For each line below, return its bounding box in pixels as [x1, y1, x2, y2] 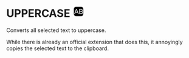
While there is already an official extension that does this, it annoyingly [6, 38, 184, 45]
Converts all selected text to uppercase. [6, 27, 106, 34]
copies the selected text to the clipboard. [6, 45, 109, 52]
